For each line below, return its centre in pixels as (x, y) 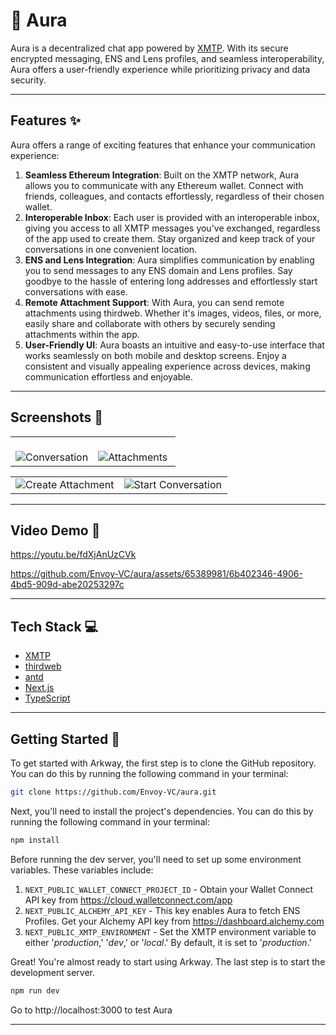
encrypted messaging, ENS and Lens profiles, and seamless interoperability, (167, 58)
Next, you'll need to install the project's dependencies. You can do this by (162, 811)
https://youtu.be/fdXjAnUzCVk (73, 555)
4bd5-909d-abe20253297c (67, 585)
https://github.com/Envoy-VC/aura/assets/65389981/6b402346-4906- (156, 574)
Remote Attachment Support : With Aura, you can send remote (154, 302)
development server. (53, 972)
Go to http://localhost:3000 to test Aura (91, 1010)
